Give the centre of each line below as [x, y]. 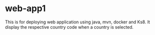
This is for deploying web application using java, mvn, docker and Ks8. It [77, 22]
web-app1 [26, 9]
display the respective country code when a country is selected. [69, 27]
